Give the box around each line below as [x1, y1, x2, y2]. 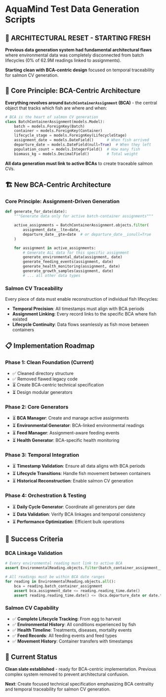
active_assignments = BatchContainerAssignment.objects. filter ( [14, 223, 149, 228]
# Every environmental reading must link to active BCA [5, 561, 123, 566]
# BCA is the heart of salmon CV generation [5, 114, 98, 119]
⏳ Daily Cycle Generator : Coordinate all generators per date [12, 504, 135, 510]
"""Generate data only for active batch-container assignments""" [14, 214, 154, 219]
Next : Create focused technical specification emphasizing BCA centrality [5, 681, 154, 687]
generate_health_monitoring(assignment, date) [23, 264, 121, 269]
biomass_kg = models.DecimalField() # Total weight [14, 151, 138, 157]
